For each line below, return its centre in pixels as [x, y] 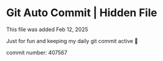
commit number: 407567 [37, 52]
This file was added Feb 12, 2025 [47, 29]
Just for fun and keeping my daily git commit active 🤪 [72, 41]
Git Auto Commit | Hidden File [82, 13]
